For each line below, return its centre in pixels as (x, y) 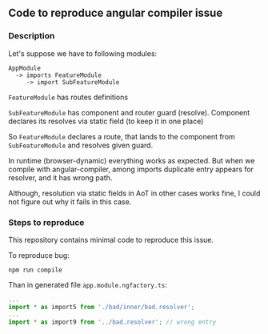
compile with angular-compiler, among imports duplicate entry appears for (131, 169)
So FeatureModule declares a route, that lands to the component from (122, 136)
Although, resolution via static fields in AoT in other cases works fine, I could (134, 193)
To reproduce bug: (39, 255)
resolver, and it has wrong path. (60, 177)
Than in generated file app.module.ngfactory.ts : (88, 284)
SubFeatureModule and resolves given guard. (81, 145)
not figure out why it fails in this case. (70, 201)
